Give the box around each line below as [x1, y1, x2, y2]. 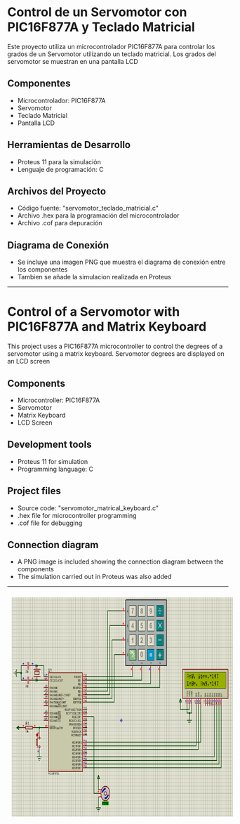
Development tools [7, 439, 92, 451]
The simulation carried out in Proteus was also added [17, 573, 172, 581]
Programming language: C [17, 465, 93, 473]
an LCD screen [7, 357, 51, 366]
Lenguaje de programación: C [17, 165, 104, 173]
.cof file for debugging [17, 519, 83, 527]
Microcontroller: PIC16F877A [17, 396, 100, 404]
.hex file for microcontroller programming [17, 511, 137, 519]
